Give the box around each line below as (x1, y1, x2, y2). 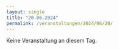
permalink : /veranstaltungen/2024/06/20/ (6, 20, 114, 26)
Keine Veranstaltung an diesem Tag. (6, 37, 97, 45)
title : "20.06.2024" (6, 15, 59, 21)
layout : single (6, 9, 45, 15)
